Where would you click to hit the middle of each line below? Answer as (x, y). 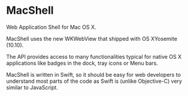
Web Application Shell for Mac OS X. (51, 27)
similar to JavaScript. (32, 87)
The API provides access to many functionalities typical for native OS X (94, 56)
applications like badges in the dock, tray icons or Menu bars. (82, 63)
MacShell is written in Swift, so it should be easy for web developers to (94, 74)
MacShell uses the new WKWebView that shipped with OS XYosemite (92, 38)
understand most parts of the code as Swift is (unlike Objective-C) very (94, 81)
